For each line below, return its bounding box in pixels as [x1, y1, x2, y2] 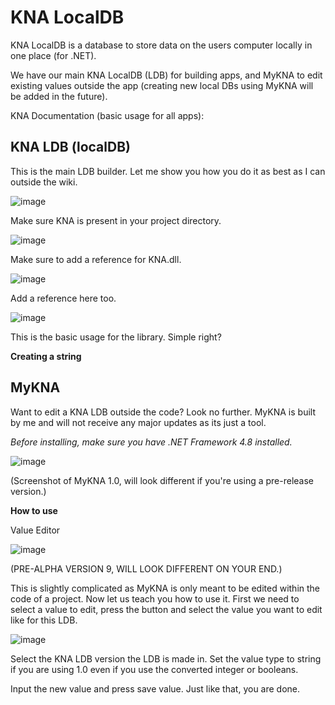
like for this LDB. [10, 614, 78, 626]
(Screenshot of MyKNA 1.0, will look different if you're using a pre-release [10, 474, 315, 486]
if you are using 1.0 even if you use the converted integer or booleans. [10, 663, 299, 675]
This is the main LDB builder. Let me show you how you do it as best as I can [10, 165, 326, 177]
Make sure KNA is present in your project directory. [10, 214, 222, 226]
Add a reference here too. [10, 292, 117, 304]
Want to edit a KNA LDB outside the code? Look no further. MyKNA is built [10, 406, 316, 418]
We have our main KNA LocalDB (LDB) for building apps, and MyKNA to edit [10, 69, 323, 81]
